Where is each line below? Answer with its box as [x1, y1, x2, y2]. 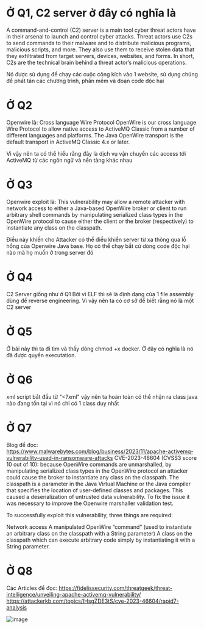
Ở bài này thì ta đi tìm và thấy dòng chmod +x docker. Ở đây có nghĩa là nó [6, 345, 194, 352]
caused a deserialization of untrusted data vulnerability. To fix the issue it [6, 493, 190, 500]
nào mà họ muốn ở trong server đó [6, 249, 94, 256]
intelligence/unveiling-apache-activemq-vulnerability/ [6, 591, 141, 598]
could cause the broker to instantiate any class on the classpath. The [6, 473, 180, 481]
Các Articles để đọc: [6, 584, 58, 592]
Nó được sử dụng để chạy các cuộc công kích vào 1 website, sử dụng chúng [6, 70, 198, 78]
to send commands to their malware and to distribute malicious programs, [6, 39, 192, 46]
